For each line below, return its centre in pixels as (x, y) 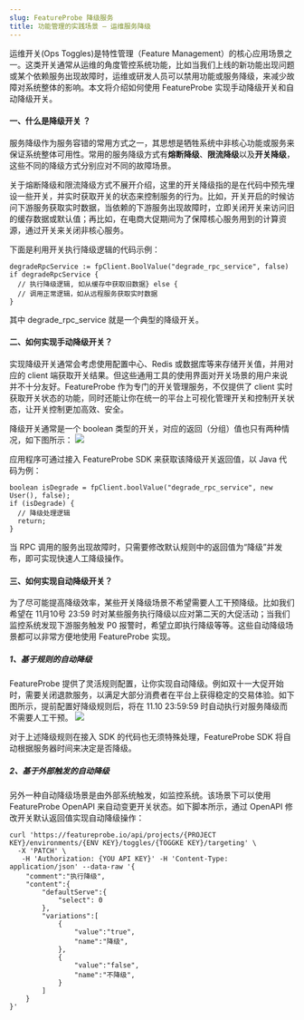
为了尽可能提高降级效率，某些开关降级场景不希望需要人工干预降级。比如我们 (152, 603)
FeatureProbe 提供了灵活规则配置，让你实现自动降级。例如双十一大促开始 (147, 684)
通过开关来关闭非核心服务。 (76, 230)
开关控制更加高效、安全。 (81, 409)
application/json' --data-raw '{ (72, 867)
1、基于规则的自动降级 (51, 659)
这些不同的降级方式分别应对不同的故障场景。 (93, 165)
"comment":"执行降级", (66, 877)
